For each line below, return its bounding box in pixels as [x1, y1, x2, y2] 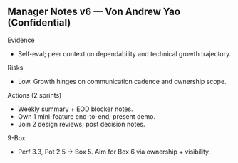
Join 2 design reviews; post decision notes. [17, 120, 145, 128]
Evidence [7, 36, 35, 44]
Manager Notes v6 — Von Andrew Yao [7, 6, 180, 18]
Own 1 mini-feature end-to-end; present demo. [17, 112, 155, 120]
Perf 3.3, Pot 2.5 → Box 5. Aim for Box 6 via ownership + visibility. [17, 147, 211, 156]
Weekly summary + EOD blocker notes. [17, 105, 133, 113]
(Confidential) [7, 17, 71, 29]
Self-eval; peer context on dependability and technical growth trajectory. [17, 49, 232, 58]
